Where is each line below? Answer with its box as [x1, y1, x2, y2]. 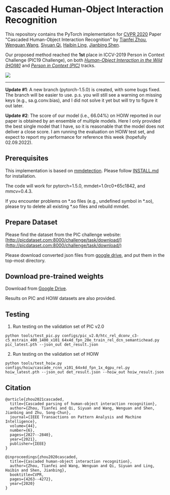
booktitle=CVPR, [10, 472, 44, 477]
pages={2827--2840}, [10, 432, 53, 437]
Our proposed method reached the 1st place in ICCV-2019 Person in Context [5, 52, 165, 58]
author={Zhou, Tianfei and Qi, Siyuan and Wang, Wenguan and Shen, [10, 406, 155, 411]
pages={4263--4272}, [10, 477, 53, 482]
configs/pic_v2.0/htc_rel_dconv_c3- [61, 333, 139, 338]
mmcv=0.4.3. [5, 188, 33, 194]
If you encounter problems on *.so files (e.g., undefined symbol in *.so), [5, 198, 154, 204]
